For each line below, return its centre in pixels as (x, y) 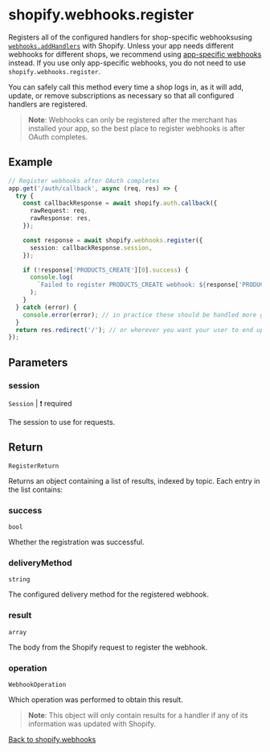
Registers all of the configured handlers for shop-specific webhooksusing (130, 37)
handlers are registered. (48, 104)
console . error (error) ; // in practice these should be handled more (140, 315)
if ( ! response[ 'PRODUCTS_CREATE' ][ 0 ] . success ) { (106, 270)
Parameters (38, 362)
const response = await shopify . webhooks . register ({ (113, 240)
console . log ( (51, 277)
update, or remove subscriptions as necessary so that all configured (121, 95)
